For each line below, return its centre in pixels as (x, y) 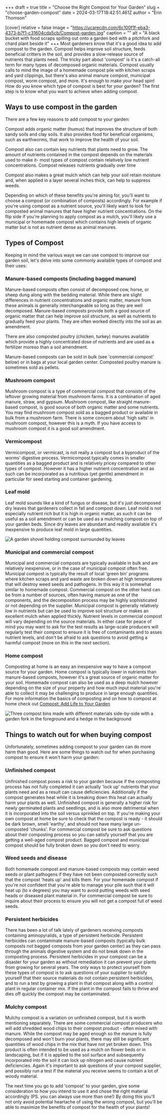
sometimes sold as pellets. (32, 367)
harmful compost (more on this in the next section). (58, 643)
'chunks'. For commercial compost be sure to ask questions (91, 829)
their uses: (16, 265)
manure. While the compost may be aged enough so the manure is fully (79, 1034)
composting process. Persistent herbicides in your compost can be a (76, 957)
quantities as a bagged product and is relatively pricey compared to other (81, 463)
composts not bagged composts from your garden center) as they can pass (83, 946)
